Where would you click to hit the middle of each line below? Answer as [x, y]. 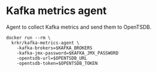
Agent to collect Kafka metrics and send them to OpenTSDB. [79, 27]
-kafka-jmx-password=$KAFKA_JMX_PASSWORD [67, 53]
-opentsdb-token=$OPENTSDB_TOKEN [57, 63]
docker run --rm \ [28, 37]
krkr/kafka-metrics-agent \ [46, 43]
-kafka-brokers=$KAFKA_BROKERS [55, 48]
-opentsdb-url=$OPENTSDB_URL [52, 58]
